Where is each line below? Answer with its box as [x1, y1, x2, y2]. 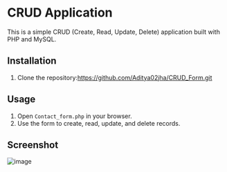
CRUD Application [7, 5, 113, 21]
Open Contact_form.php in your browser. [17, 112, 133, 120]
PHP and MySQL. [7, 35, 57, 43]
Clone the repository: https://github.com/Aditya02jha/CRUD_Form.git [17, 73, 212, 82]
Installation [7, 55, 57, 67]
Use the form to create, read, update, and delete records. [17, 119, 181, 127]
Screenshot [7, 139, 59, 151]
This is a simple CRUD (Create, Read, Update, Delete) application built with [7, 28, 220, 36]
